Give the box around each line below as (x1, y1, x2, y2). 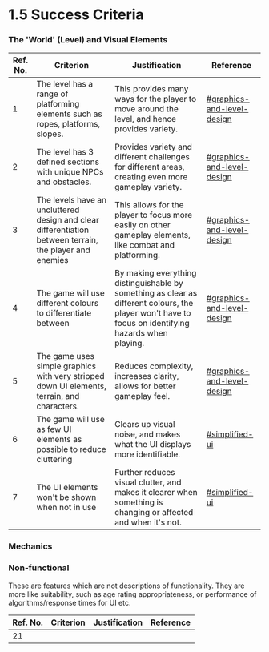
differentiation (36, 224, 90, 235)
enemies (36, 255, 69, 266)
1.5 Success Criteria (8, 6, 144, 24)
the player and (36, 244, 90, 256)
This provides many (114, 83, 189, 95)
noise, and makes (114, 429, 181, 440)
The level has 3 (36, 147, 94, 158)
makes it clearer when (114, 487, 198, 498)
